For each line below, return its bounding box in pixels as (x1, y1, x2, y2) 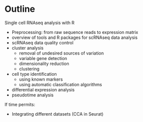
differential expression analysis (11, 87, 75, 92)
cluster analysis (11, 45, 44, 51)
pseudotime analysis (11, 92, 54, 98)
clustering (19, 65, 40, 72)
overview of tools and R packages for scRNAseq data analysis (11, 34, 138, 40)
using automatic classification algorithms (19, 81, 102, 87)
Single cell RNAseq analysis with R (4, 20, 75, 26)
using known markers (19, 76, 63, 82)
